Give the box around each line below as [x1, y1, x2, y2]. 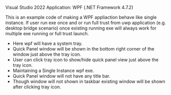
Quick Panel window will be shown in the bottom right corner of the [12, 46, 155, 52]
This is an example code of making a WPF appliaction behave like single [5, 14, 157, 20]
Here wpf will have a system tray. [12, 40, 83, 46]
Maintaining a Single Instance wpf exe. [12, 67, 94, 74]
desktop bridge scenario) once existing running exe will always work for [5, 25, 157, 31]
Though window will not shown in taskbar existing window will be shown [12, 79, 166, 84]
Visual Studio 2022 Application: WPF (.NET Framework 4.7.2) [5, 5, 134, 10]
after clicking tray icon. [12, 84, 61, 90]
